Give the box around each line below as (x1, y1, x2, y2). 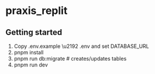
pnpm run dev (13, 61, 48, 68)
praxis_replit (5, 4, 68, 17)
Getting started (5, 27, 63, 37)
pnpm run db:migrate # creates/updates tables (13, 55, 127, 62)
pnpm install (13, 49, 44, 56)
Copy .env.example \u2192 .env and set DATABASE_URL (13, 43, 150, 50)
